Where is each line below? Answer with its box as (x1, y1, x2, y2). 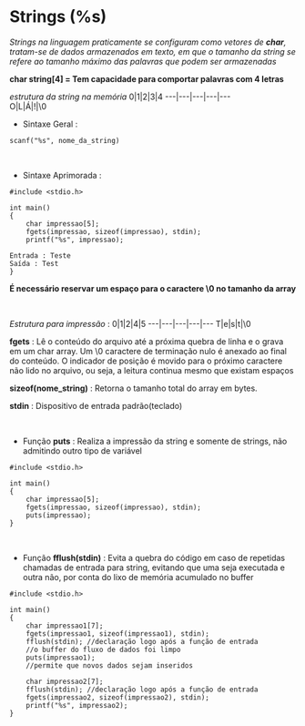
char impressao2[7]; (25, 677, 104, 686)
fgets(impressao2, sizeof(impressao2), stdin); (25, 692, 209, 702)
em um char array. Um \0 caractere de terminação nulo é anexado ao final (9, 345, 287, 356)
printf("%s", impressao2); (25, 700, 128, 710)
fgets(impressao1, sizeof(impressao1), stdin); (25, 629, 209, 639)
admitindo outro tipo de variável (22, 445, 143, 456)
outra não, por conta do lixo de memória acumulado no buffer (22, 571, 254, 582)
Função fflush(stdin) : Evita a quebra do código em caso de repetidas (22, 552, 285, 563)
